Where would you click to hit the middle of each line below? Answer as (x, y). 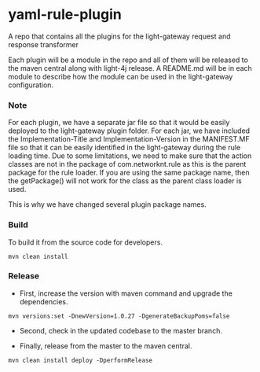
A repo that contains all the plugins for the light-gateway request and (119, 36)
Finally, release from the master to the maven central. (106, 346)
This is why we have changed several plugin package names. (107, 204)
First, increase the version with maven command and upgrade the (126, 293)
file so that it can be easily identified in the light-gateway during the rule (125, 148)
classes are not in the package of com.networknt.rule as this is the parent (127, 164)
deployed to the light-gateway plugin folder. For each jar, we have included (129, 131)
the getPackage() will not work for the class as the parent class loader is (125, 181)
